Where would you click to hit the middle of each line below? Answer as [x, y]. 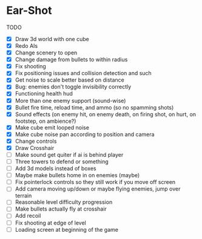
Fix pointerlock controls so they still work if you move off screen [95, 182]
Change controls [36, 141]
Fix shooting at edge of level [50, 223]
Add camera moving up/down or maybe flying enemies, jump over [98, 189]
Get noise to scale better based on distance [69, 80]
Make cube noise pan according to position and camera [85, 134]
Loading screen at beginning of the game [66, 229]
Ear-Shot [29, 11]
